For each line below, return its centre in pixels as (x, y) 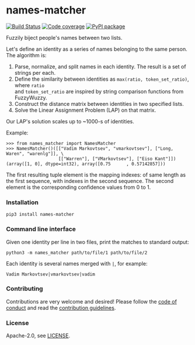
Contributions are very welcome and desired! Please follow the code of (91, 301)
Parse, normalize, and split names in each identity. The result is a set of (100, 66)
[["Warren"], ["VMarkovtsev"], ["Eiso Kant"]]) (117, 158)
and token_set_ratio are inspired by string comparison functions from (99, 91)
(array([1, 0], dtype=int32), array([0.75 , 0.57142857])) (86, 164)
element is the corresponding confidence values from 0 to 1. (79, 187)
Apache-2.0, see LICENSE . (38, 336)
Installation (22, 202)
